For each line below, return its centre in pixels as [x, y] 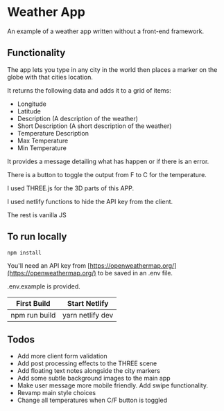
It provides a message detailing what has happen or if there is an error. [108, 161]
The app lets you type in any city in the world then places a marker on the [112, 69]
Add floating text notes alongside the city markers [89, 371]
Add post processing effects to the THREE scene [87, 363]
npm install [24, 253]
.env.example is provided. [44, 286]
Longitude [32, 104]
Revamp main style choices [56, 393]
